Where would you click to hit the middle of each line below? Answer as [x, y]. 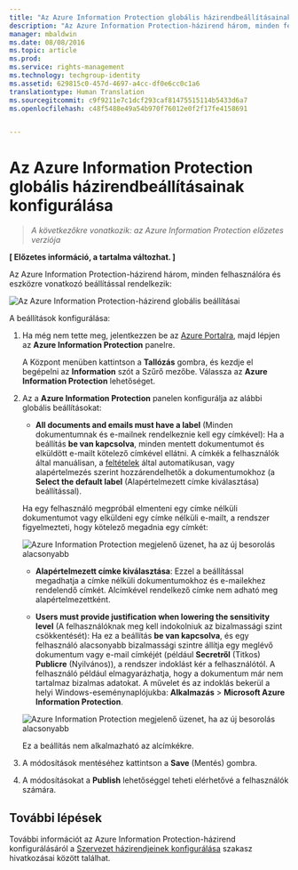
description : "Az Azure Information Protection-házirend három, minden [144, 26]
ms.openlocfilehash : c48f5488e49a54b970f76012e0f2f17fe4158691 [129, 109]
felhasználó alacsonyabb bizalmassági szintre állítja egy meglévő [154, 645]
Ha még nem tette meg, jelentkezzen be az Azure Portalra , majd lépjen [151, 335]
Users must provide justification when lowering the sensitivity [153, 617]
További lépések [55, 818]
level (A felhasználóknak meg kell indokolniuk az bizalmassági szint [159, 626]
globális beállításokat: [62, 408]
